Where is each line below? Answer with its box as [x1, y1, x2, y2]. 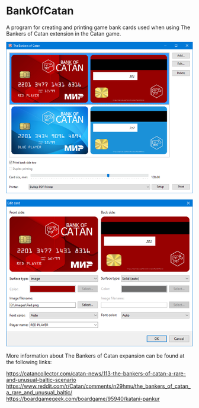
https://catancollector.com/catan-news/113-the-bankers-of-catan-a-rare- [6, 369, 187, 377]
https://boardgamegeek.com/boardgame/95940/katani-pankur [6, 395, 160, 402]
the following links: [6, 358, 52, 365]
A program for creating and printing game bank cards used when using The [6, 24, 191, 31]
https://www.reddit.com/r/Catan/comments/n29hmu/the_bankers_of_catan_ [6, 383, 191, 390]
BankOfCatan [6, 4, 74, 18]
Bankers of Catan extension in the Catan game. [6, 30, 121, 37]
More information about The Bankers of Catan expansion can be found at [6, 352, 185, 359]
